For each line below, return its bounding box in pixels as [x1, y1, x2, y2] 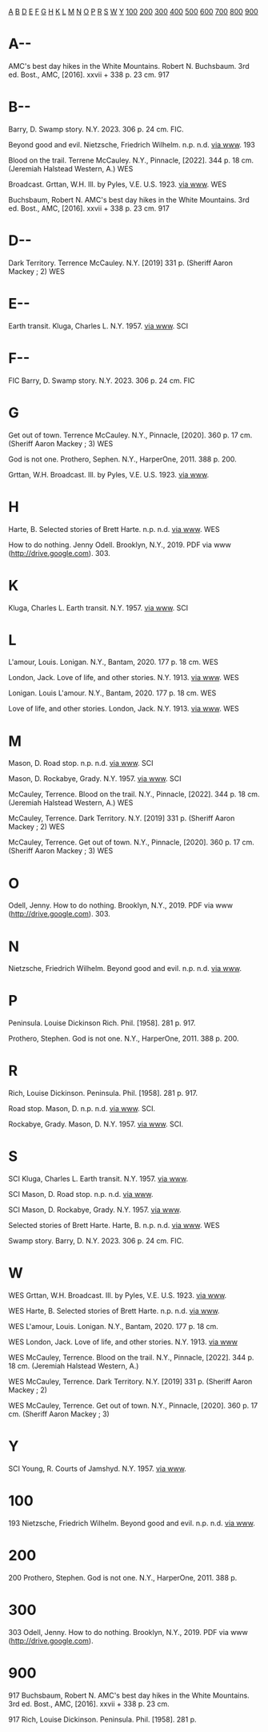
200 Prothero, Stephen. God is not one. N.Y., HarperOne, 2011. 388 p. [8, 1573, 238, 1582]
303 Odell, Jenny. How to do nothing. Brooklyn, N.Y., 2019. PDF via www [8, 1627, 248, 1637]
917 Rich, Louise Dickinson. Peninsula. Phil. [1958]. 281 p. [8, 1714, 198, 1724]
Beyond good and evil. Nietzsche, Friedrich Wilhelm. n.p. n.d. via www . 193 [8, 139, 256, 149]
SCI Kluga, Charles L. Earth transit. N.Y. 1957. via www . [8, 1174, 189, 1184]
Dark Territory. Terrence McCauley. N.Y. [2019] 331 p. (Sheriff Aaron [8, 258, 234, 268]
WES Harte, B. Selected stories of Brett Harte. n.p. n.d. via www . [8, 1306, 220, 1315]
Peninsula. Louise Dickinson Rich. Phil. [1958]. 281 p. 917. [8, 1018, 196, 1028]
